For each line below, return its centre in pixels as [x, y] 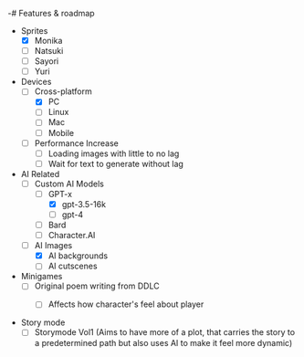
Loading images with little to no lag [114, 153]
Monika [48, 41]
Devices [36, 82]
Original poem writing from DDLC [97, 286]
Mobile [61, 132]
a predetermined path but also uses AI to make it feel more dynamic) [163, 342]
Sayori [47, 61]
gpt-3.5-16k [84, 204]
